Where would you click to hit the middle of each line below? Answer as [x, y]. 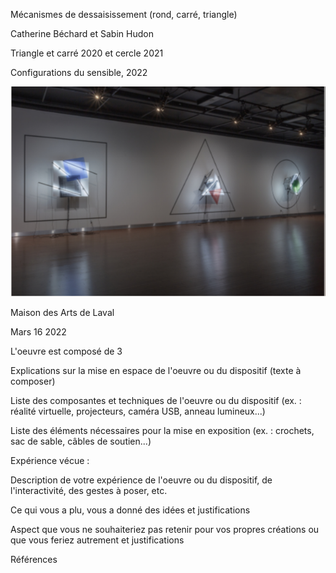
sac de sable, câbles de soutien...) [81, 441]
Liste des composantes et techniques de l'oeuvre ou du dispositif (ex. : [156, 400]
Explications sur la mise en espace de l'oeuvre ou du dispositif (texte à [156, 370]
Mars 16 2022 [38, 332]
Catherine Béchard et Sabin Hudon [82, 33]
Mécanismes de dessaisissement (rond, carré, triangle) [124, 14]
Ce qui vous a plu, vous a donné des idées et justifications [130, 510]
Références [34, 559]
